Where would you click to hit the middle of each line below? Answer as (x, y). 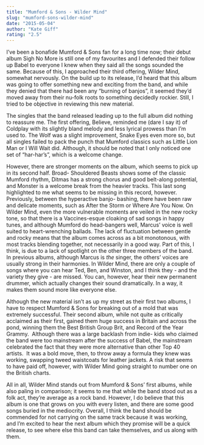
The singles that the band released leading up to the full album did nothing (100, 116)
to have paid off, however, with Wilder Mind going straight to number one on (102, 366)
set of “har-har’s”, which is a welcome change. (65, 155)
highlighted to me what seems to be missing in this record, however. (92, 192)
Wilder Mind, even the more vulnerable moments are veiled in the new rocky (102, 212)
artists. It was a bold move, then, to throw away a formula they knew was (98, 353)
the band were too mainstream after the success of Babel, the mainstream (99, 341)
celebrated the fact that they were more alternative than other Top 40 (93, 347)
